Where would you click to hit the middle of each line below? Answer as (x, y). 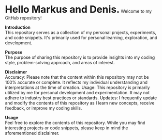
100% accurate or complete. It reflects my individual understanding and (76, 82)
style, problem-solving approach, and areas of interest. (60, 62)
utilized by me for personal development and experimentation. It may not (77, 93)
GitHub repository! (23, 18)
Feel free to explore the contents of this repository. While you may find (75, 123)
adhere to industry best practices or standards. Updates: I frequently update (81, 98)
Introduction (18, 27)
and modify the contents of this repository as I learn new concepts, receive (80, 103)
